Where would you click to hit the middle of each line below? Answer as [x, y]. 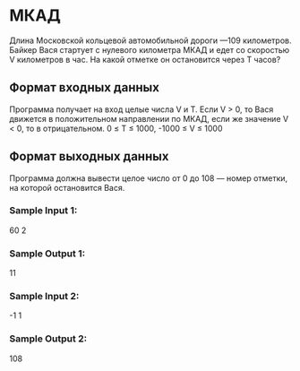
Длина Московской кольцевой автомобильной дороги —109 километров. [150, 40]
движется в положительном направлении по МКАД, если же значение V [149, 118]
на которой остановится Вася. [67, 187]
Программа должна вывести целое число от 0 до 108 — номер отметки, [149, 178]
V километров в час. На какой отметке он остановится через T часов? [145, 59]
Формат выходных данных [89, 156]
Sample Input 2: [44, 297]
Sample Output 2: [48, 339]
